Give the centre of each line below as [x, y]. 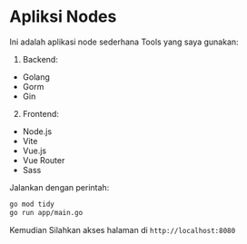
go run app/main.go [46, 212]
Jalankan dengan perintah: [59, 187]
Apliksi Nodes [63, 17]
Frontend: [40, 113]
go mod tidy [32, 204]
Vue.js [35, 151]
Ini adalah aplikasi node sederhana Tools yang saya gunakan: [124, 42]
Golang [36, 77]
